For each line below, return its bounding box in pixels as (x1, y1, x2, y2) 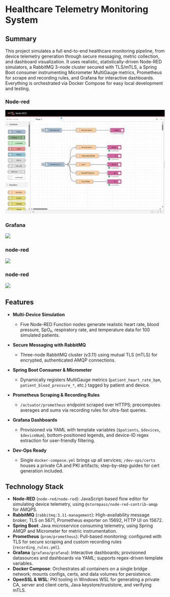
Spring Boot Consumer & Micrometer (12, 367, 92, 373)
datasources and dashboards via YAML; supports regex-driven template (12, 555, 163, 561)
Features (5, 298, 34, 307)
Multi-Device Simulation (12, 311, 65, 317)
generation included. (20, 467, 64, 474)
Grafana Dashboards (12, 417, 58, 423)
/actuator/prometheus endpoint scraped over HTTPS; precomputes (20, 402, 160, 408)
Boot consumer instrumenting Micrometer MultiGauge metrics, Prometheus (5, 69, 162, 75)
